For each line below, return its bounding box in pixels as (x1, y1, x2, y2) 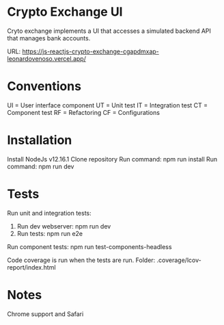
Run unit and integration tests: (7, 209, 92, 217)
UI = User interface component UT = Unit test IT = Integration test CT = (7, 101, 208, 109)
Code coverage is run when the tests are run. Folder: (7, 256, 156, 264)
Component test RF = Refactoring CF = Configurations (7, 108, 160, 116)
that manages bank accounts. (7, 34, 91, 42)
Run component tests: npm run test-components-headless (7, 242, 172, 250)
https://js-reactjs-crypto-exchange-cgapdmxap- (22, 47, 159, 55)
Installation (7, 133, 72, 148)
